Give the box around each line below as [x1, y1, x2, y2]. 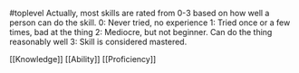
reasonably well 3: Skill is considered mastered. [9, 36, 188, 47]
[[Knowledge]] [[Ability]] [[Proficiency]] [9, 54, 157, 64]
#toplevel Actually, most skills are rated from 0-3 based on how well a [9, 8, 270, 18]
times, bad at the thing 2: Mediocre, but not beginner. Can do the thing [9, 27, 273, 37]
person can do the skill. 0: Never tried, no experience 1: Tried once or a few [9, 17, 291, 28]
